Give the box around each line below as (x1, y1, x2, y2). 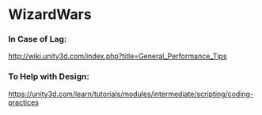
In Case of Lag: (8, 34, 67, 45)
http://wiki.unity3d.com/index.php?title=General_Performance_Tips (8, 51, 227, 61)
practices (8, 97, 40, 107)
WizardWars (8, 6, 93, 24)
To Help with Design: (8, 71, 89, 82)
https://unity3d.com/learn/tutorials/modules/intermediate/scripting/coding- (8, 89, 254, 98)
